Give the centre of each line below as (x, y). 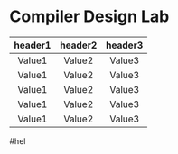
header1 (33, 45)
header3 (124, 45)
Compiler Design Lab (89, 17)
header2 (79, 45)
